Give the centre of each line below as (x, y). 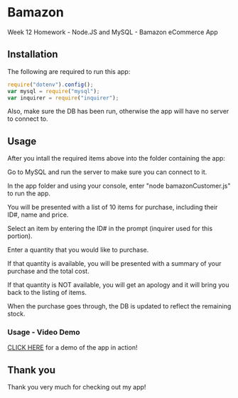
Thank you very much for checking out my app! (77, 387)
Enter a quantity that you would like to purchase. (78, 250)
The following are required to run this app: (69, 71)
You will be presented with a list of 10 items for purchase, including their (113, 208)
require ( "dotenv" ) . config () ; (50, 85)
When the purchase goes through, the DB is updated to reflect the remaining (119, 306)
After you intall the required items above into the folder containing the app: (117, 158)
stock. (16, 314)
